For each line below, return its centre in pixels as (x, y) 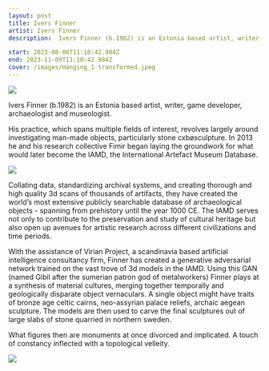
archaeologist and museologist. (60, 114)
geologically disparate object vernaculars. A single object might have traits (131, 293)
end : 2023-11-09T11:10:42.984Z (60, 60)
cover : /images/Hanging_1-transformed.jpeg (82, 68)
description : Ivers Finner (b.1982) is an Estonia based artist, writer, (136, 38)
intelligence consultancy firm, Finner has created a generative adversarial (130, 260)
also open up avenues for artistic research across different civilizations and (132, 227)
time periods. (30, 236)
